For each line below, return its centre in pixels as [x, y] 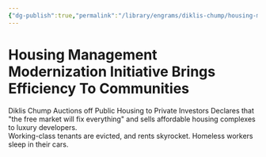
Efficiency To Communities [99, 88]
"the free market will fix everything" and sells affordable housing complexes [132, 119]
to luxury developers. [43, 127]
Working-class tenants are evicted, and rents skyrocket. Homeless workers [131, 136]
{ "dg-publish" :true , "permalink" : [63, 15]
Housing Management [83, 54]
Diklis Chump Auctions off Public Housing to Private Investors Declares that [131, 110]
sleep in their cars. [38, 144]
